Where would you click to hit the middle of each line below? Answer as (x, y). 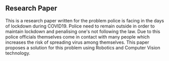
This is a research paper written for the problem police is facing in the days (85, 20)
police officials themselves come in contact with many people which (78, 37)
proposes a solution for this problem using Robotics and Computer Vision (83, 47)
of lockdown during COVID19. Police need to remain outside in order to (80, 26)
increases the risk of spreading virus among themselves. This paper (77, 42)
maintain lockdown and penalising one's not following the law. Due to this (83, 31)
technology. (18, 53)
